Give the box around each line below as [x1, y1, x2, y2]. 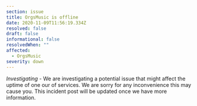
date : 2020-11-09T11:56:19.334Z [6, 20, 86, 26]
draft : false [6, 31, 39, 37]
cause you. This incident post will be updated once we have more [6, 88, 167, 95]
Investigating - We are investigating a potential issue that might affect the [6, 75, 186, 82]
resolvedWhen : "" [6, 42, 49, 48]
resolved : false [6, 25, 46, 32]
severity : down [6, 58, 44, 64]
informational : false [6, 36, 60, 42]
